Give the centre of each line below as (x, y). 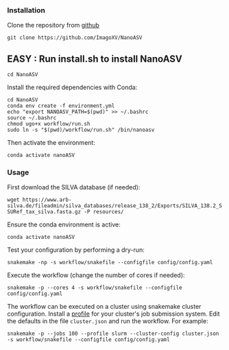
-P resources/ (104, 212)
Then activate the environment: (51, 143)
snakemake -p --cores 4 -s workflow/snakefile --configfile (95, 288)
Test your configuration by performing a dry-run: (76, 250)
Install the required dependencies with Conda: (72, 87)
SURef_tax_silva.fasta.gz (44, 212)
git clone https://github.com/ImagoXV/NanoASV (75, 38)
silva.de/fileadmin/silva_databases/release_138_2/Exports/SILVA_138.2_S (115, 206)
